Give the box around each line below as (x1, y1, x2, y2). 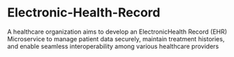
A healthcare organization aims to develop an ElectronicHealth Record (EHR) (7, 27, 228, 36)
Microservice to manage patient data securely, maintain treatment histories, (7, 34, 225, 43)
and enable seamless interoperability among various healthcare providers (7, 42, 219, 50)
